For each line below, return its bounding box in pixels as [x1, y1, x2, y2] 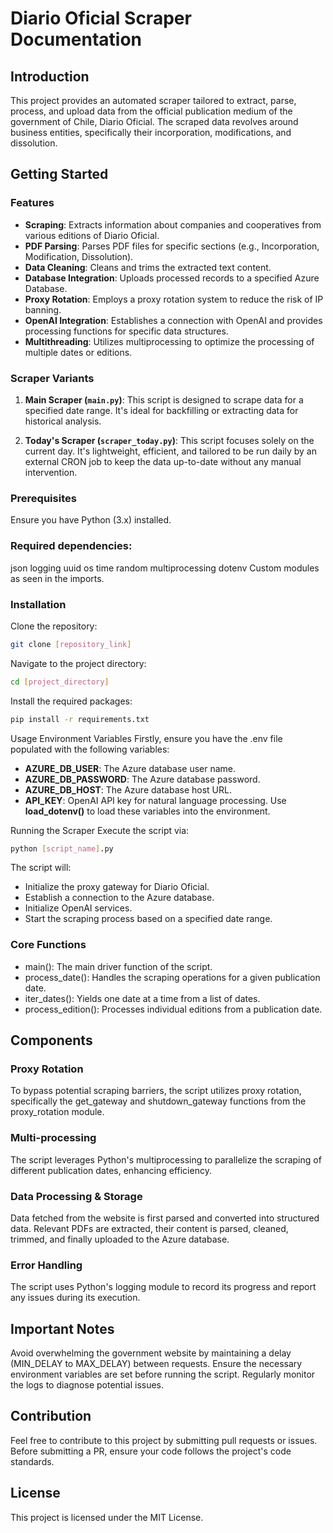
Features [10, 196, 55, 210]
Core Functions [10, 938, 87, 952]
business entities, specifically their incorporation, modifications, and [10, 127, 292, 138]
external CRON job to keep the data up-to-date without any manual [24, 455, 302, 467]
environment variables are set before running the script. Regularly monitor [10, 1368, 316, 1381]
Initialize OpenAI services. [24, 902, 133, 914]
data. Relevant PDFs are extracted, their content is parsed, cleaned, [10, 1222, 289, 1234]
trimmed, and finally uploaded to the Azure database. [10, 1233, 230, 1245]
